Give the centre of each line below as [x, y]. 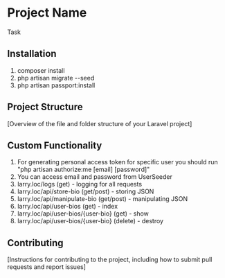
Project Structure [45, 107]
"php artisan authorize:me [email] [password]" [83, 170]
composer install [41, 70]
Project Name [47, 13]
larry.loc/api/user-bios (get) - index [67, 207]
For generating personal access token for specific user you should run [117, 162]
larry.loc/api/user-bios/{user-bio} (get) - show [83, 214]
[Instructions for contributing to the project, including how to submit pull [110, 260]
